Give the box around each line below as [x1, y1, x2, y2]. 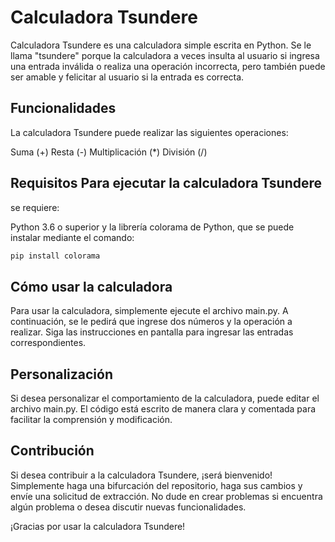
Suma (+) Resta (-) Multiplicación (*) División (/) [10, 146, 208, 158]
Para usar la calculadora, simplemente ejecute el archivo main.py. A [10, 305, 289, 317]
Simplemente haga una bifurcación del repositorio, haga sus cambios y [10, 479, 303, 491]
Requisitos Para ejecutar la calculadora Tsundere [10, 175, 323, 192]
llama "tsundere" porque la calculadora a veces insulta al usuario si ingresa [10, 49, 320, 61]
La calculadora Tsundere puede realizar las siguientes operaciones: [10, 126, 289, 138]
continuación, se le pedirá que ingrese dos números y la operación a [10, 316, 293, 328]
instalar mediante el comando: [10, 231, 135, 243]
